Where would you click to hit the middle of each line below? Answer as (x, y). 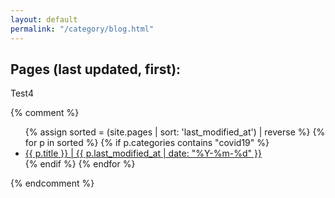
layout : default (44, 19)
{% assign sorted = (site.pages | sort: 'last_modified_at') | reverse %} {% (175, 132)
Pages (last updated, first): (96, 69)
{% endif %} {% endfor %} (80, 164)
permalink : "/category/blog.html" (82, 29)
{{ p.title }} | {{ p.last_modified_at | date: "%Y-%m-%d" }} (143, 153)
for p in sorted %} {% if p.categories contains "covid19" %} (147, 143)
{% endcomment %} (52, 183)
